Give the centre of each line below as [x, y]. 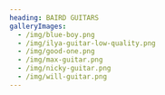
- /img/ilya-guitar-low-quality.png [87, 43]
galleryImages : [38, 26]
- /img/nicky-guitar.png [64, 69]
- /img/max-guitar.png [60, 60]
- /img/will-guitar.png [62, 77]
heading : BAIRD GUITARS [54, 18]
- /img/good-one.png [56, 52]
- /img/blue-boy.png [56, 34]
